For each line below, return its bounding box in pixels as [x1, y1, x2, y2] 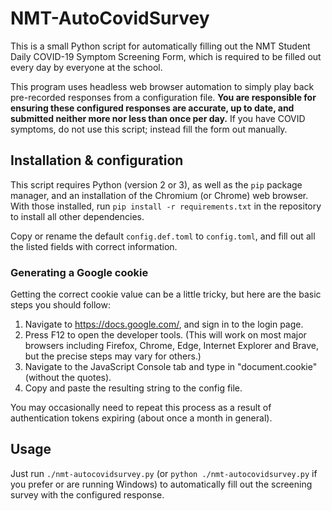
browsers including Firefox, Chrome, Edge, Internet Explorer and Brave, [24, 340, 320, 352]
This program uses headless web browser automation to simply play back [10, 80, 315, 92]
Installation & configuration [10, 152, 184, 169]
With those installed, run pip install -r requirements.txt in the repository [10, 200, 322, 212]
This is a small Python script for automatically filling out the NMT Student [10, 40, 311, 52]
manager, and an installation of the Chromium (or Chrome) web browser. [10, 189, 309, 201]
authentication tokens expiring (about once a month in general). [10, 412, 273, 424]
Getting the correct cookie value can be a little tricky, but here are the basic [10, 288, 322, 301]
